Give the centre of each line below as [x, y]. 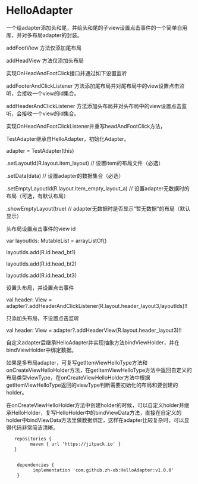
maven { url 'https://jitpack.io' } [75, 444]
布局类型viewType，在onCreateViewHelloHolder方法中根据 [78, 377]
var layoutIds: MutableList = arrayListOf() [56, 241]
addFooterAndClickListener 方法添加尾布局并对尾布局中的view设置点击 [93, 86]
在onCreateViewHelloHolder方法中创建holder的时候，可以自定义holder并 [95, 405]
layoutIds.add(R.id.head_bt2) [42, 264]
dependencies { [36, 465]
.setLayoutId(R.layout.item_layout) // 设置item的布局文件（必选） [85, 163]
